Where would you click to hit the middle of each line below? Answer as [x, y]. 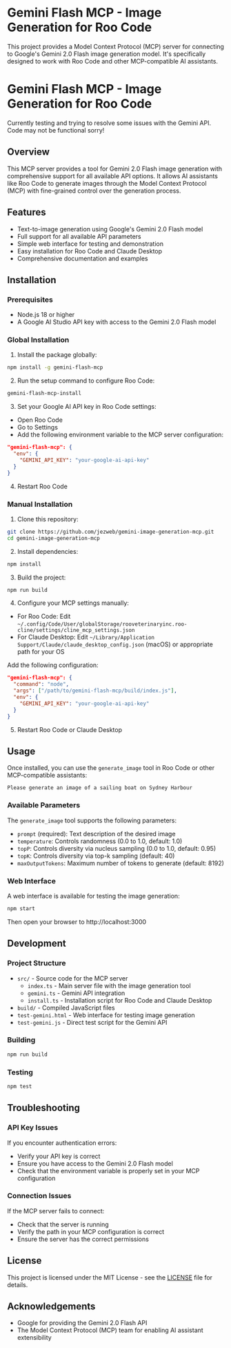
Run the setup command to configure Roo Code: [86, 381]
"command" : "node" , [41, 684]
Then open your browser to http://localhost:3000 [77, 922]
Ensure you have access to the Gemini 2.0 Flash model [95, 1163]
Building [21, 1040]
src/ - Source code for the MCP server [72, 978]
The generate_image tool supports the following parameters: [92, 820]
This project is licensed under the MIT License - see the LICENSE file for [110, 1277]
